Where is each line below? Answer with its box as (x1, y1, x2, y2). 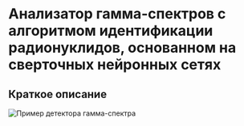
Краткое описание (8, 87, 107, 100)
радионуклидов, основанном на (8, 39, 237, 57)
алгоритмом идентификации (8, 22, 213, 40)
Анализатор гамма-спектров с (8, 5, 226, 23)
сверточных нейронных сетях (8, 56, 222, 74)
